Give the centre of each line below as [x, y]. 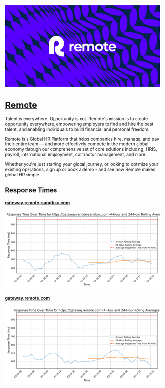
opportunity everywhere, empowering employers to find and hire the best [79, 124]
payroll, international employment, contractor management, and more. [76, 155]
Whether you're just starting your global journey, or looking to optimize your [82, 164]
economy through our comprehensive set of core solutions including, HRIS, [81, 149]
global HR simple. [23, 175]
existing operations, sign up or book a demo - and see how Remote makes [80, 169]
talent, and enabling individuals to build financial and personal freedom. [77, 129]
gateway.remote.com [27, 298]
